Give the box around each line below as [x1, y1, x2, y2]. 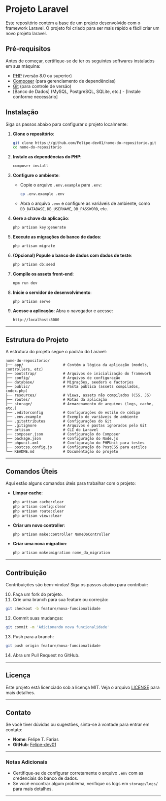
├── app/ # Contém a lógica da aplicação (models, [5, 363, 149, 368]
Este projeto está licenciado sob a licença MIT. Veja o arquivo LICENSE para [5, 684, 160, 690]
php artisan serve [12, 299, 51, 304]
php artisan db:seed [12, 262, 55, 267]
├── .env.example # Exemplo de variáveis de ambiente [5, 415, 138, 420]
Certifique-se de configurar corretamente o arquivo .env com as [12, 770, 143, 776]
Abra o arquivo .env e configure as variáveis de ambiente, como [20, 200, 150, 206]
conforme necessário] [12, 94, 58, 99]
